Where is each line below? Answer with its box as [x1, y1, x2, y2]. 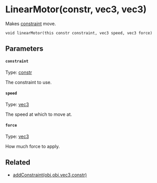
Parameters [5, 45, 44, 53]
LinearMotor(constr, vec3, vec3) [5, 4, 147, 15]
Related [5, 158, 31, 167]
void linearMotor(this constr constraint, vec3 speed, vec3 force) [5, 30, 153, 35]
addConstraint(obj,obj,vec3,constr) [12, 172, 87, 178]
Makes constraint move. [5, 21, 56, 27]
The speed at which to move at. [5, 111, 72, 117]
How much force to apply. [5, 143, 60, 149]
